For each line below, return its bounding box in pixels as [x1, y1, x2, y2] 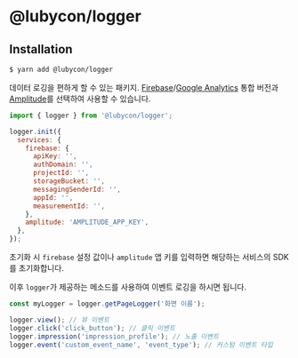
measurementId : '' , [32, 202, 105, 211]
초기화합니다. [18, 263, 65, 273]
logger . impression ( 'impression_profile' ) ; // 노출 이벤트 [9, 331, 220, 341]
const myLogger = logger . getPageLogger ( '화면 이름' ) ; [9, 299, 205, 308]
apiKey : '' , [32, 152, 77, 161]
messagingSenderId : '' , [32, 185, 122, 194]
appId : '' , [32, 193, 74, 202]
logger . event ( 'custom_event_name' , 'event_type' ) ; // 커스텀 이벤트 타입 [9, 340, 274, 349]
